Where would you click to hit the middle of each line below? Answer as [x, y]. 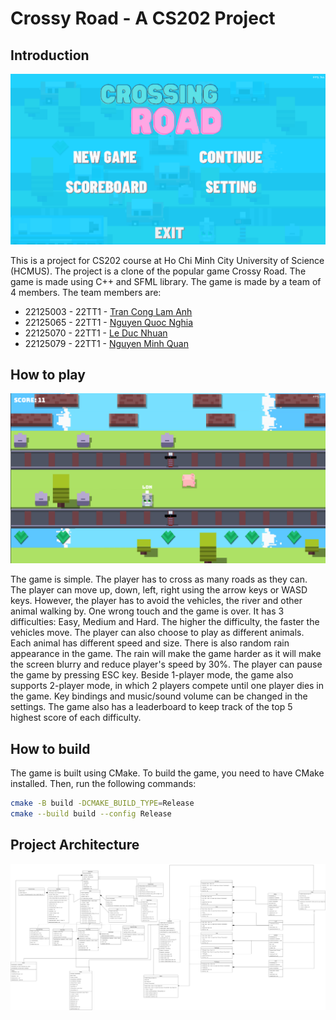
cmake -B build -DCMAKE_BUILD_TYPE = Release [102, 803]
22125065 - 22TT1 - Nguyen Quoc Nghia [109, 322]
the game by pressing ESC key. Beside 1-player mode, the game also [152, 675]
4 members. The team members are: [86, 292]
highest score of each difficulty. [76, 718]
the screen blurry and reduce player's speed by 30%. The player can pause [166, 664]
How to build [50, 748]
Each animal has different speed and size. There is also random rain [150, 643]
